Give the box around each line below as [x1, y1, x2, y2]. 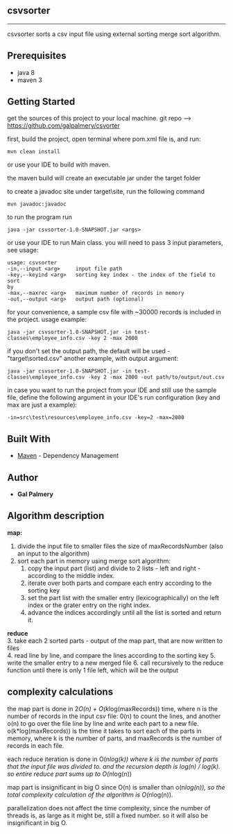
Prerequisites [7, 50, 67, 62]
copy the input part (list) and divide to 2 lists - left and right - [27, 564, 201, 572]
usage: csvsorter [7, 259, 58, 266]
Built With [7, 433, 51, 445]
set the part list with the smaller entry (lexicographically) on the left [27, 593, 220, 602]
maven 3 [17, 76, 43, 84]
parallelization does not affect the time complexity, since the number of [7, 803, 211, 812]
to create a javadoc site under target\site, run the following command [7, 187, 205, 196]
